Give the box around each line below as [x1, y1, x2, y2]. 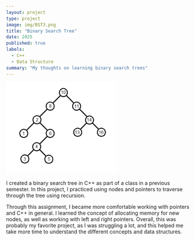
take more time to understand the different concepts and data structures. [6, 228, 183, 235]
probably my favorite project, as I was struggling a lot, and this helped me [6, 222, 183, 229]
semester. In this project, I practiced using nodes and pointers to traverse [6, 185, 183, 192]
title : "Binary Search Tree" [6, 28, 77, 34]
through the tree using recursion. [6, 192, 86, 199]
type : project [6, 15, 41, 22]
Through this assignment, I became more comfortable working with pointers [6, 203, 190, 210]
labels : [6, 47, 25, 53]
